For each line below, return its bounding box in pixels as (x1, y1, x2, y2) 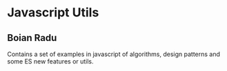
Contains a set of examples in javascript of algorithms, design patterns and (7, 50, 221, 58)
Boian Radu (7, 32, 57, 44)
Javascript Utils (7, 5, 99, 20)
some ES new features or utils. (7, 57, 95, 66)
